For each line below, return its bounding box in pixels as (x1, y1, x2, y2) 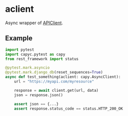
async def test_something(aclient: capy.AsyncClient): (5, 75, 121, 79)
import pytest (5, 47, 35, 52)
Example (5, 34, 33, 42)
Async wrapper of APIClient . (5, 20, 64, 26)
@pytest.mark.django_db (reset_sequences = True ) (5, 70, 103, 75)
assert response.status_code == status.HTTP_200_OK (14, 106, 123, 111)
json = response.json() (14, 92, 64, 97)
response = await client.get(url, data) (14, 88, 99, 93)
